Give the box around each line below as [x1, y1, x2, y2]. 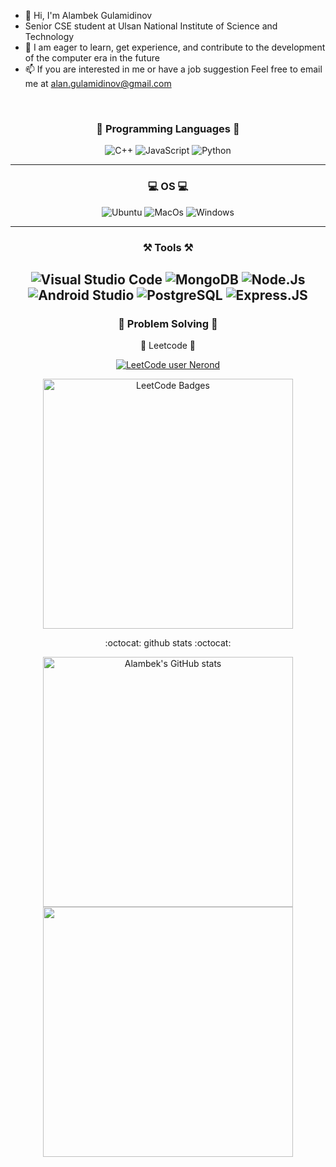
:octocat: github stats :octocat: [104, 637, 232, 649]
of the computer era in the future [24, 52, 160, 64]
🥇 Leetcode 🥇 [139, 340, 197, 352]
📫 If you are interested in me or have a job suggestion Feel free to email [24, 63, 323, 75]
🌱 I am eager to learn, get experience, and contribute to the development [24, 41, 326, 53]
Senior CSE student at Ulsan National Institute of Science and [24, 20, 278, 32]
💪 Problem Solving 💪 [118, 316, 218, 330]
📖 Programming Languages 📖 [96, 121, 240, 135]
